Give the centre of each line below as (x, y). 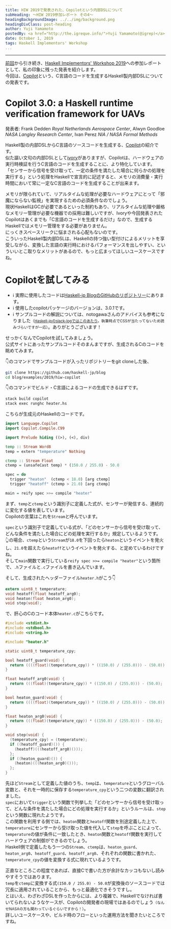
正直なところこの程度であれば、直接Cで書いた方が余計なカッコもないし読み (85, 870)
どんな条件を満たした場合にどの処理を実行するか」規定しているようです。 (83, 533)
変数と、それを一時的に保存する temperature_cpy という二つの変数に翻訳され (85, 789)
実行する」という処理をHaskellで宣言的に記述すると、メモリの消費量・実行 (84, 177)
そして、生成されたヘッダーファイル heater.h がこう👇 (61, 578)
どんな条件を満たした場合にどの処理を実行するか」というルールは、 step (90, 809)
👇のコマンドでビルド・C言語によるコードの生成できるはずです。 (73, 388)
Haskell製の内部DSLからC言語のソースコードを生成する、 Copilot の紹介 (80, 145)
